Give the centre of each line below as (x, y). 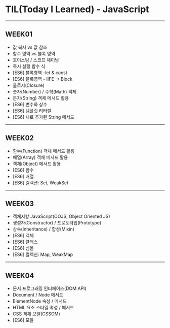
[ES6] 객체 (23, 236)
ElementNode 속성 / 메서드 (39, 301)
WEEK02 (19, 138)
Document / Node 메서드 (38, 295)
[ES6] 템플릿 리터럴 (32, 111)
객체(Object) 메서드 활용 (37, 163)
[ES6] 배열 (23, 176)
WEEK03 (20, 203)
